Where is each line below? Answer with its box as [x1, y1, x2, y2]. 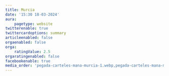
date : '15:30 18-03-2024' [5, 12, 59, 17]
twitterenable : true [5, 26, 49, 31]
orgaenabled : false [5, 40, 46, 45]
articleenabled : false [5, 35, 53, 40]
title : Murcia [5, 7, 35, 12]
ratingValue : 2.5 [14, 49, 51, 54]
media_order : [5, 63, 33, 68]
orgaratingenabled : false [5, 53, 59, 59]
